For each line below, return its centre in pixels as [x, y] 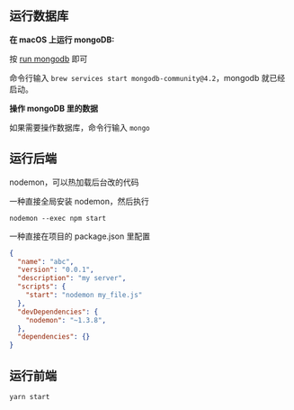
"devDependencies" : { [58, 312]
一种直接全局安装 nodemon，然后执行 [80, 201]
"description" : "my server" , [72, 278]
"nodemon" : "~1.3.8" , [66, 320]
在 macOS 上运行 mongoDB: [62, 40]
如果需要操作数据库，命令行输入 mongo [80, 127]
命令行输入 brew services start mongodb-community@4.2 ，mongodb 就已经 [147, 77]
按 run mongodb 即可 [49, 59]
